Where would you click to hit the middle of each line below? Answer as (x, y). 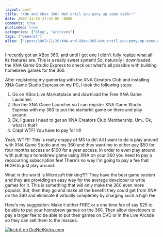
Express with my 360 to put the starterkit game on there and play (77, 110)
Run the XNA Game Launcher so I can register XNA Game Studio (77, 104)
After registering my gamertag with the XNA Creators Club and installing (77, 79)
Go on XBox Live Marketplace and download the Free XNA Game (77, 94)
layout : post (18, 9)
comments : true (20, 23)
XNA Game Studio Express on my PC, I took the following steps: (69, 85)
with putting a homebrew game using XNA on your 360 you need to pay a (79, 155)
